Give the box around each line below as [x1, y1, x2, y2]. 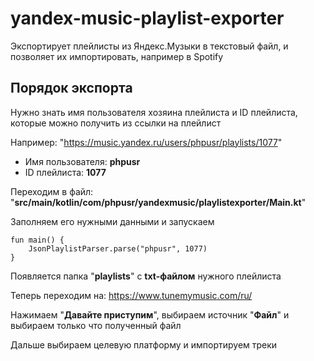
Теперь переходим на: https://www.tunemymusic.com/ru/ [10, 289, 253, 301]
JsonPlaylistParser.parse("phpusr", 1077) [28, 243, 208, 254]
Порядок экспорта [10, 80, 133, 97]
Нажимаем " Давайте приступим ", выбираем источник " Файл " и [10, 308, 290, 321]
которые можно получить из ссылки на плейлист [10, 117, 222, 129]
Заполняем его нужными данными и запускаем [10, 215, 215, 227]
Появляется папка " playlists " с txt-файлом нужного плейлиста [10, 270, 282, 282]
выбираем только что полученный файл [10, 319, 182, 331]
